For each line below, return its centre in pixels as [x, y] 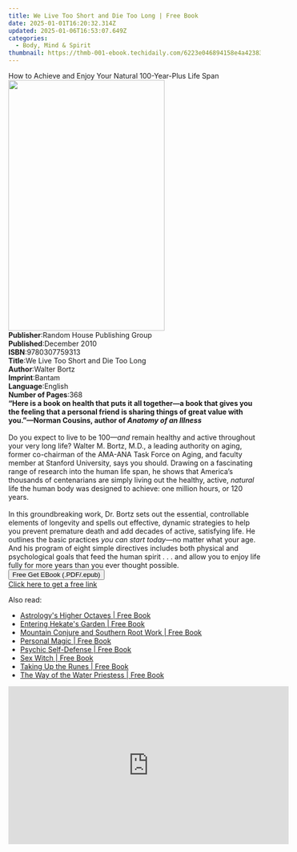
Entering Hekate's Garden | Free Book [82, 624]
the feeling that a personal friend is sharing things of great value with [126, 412]
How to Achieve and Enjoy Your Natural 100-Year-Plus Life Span [114, 76]
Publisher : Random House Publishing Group [80, 335]
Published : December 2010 [53, 343]
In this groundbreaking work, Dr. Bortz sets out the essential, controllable [129, 514]
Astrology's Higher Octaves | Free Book [85, 615]
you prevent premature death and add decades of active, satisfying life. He [132, 531]
